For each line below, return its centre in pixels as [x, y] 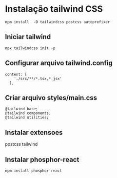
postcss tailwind [21, 144]
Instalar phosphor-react [42, 159]
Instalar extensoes [34, 132]
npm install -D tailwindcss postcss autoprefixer [58, 22]
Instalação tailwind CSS [54, 9]
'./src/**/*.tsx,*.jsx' [38, 79]
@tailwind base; [21, 109]
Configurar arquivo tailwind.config [59, 63]
